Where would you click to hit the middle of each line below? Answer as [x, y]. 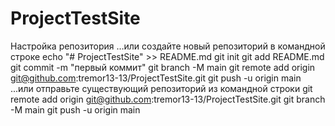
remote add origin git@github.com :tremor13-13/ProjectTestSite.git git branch [168, 99]
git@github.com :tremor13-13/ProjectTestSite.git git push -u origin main [156, 78]
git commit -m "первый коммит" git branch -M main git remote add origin [163, 67]
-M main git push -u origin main [75, 109]
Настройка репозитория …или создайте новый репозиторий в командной [168, 46]
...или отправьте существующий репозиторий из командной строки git [161, 88]
